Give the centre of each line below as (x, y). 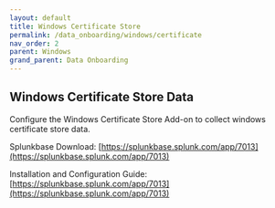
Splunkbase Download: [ (56, 146)
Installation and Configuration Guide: (79, 173)
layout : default (40, 18)
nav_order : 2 (34, 43)
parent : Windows (40, 52)
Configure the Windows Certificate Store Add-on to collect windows (138, 119)
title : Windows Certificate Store (75, 26)
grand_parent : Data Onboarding (69, 60)
